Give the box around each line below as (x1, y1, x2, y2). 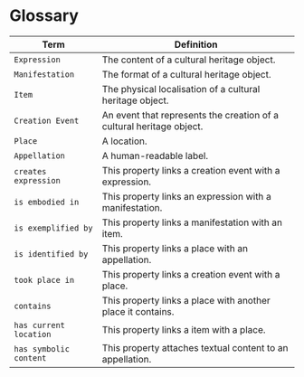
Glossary (9, 5, 80, 26)
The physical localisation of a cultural (101, 82, 261, 95)
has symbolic (14, 344, 71, 353)
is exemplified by (14, 222, 93, 233)
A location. (101, 135, 147, 147)
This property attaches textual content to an (101, 341, 289, 353)
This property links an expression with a (101, 190, 271, 203)
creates (14, 166, 47, 176)
